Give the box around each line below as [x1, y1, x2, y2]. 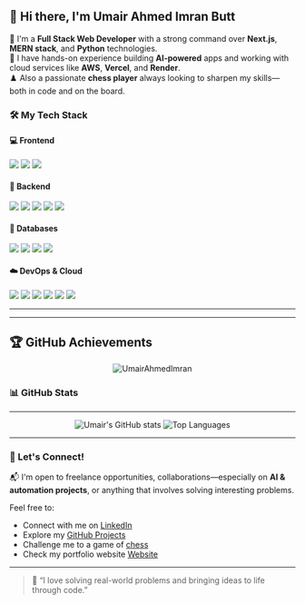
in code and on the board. [28, 85, 125, 96]
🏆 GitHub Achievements [9, 334, 152, 350]
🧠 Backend [9, 181, 51, 192]
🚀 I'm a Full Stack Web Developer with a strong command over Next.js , [9, 33, 278, 44]
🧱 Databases [9, 223, 59, 233]
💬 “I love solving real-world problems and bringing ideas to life [31, 574, 266, 586]
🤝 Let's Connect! [9, 451, 84, 463]
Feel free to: [9, 501, 54, 513]
